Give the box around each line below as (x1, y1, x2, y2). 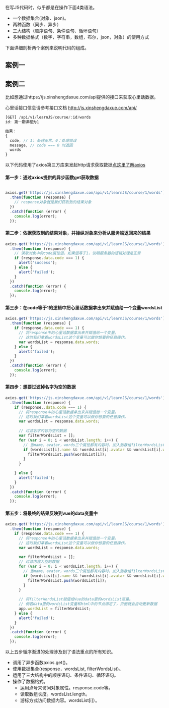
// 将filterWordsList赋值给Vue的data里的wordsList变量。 (18, 597, 133, 602)
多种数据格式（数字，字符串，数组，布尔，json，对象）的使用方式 (12, 34, 149, 40)
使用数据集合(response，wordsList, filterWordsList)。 (12, 666, 124, 672)
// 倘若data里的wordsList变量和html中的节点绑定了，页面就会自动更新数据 (18, 602, 157, 607)
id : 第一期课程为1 (5, 120, 39, 125)
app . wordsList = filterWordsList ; (18, 606, 92, 612)
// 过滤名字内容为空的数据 (18, 428, 67, 433)
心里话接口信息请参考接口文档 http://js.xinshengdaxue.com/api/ (5, 105, 137, 111)
